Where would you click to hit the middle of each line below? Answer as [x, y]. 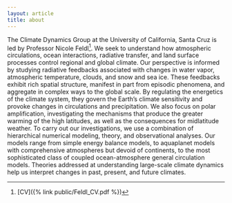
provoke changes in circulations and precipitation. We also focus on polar [112, 107]
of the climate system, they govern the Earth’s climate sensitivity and [105, 99]
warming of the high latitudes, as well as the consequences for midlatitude [113, 121]
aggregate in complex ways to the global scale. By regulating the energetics [115, 92]
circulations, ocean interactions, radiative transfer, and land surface [103, 55]
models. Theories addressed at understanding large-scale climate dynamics [116, 165]
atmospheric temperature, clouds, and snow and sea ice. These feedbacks [114, 77]
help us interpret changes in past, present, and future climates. [97, 172]
